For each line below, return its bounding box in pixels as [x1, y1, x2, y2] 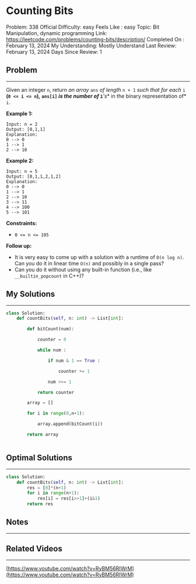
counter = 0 [37, 337, 66, 343]
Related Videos [6, 544, 62, 554]
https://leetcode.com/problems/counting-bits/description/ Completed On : [6, 36, 185, 43]
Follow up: [6, 242, 32, 249]
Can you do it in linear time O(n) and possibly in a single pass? [14, 260, 164, 267]
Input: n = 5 [6, 168, 38, 174]
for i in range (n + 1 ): [27, 490, 80, 496]
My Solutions [6, 289, 55, 299]
